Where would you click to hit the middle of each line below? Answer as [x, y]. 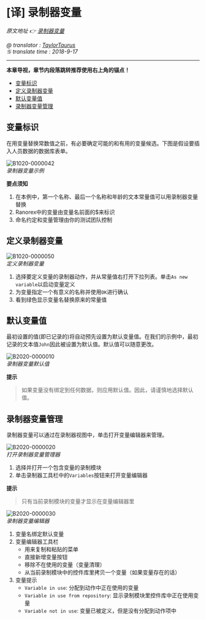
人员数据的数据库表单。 [41, 151]
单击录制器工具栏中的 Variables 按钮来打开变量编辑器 [82, 475]
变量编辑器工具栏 [37, 542]
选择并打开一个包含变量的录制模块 [58, 468]
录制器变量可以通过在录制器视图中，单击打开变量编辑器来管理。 [87, 435]
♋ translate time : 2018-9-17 [42, 51]
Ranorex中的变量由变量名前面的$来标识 [65, 212]
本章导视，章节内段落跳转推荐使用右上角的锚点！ [68, 70]
